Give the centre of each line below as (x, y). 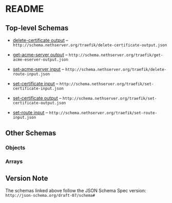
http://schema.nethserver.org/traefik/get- (116, 55)
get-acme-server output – (40, 55)
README (25, 9)
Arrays (14, 161)
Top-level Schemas (37, 28)
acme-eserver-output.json (40, 60)
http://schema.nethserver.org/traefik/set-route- (103, 113)
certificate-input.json (38, 88)
